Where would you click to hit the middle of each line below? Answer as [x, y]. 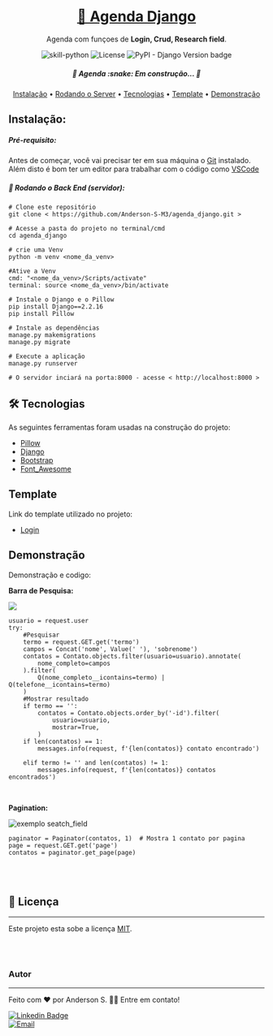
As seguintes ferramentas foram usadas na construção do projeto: [119, 427]
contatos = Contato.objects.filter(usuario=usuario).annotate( [132, 656]
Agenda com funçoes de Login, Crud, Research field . [136, 39]
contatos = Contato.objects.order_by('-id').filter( [129, 713]
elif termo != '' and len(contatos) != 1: [96, 762]
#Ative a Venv [32, 271]
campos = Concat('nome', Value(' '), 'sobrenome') [110, 649]
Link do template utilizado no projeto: [70, 514]
